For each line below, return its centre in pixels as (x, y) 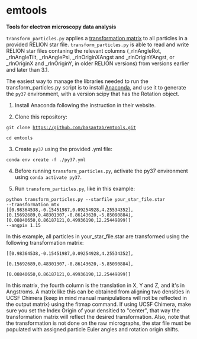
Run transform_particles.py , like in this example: (75, 188)
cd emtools (20, 138)
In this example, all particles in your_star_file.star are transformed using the (98, 236)
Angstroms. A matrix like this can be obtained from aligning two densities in (98, 292)
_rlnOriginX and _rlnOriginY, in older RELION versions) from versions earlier (98, 63)
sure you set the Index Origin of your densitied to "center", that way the (93, 310)
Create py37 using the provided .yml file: (64, 149)
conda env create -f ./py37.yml (46, 160)
